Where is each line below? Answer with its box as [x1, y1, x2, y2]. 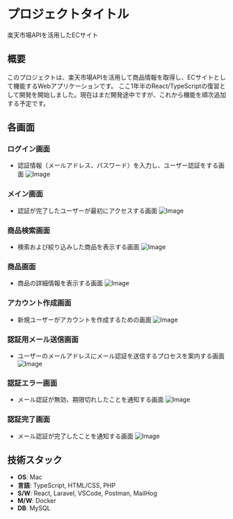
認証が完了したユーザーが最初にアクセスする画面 [17, 206, 158, 215]
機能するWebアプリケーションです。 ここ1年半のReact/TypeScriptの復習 [13, 82, 220, 90]
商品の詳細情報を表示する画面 [17, 279, 103, 287]
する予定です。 [7, 99, 50, 107]
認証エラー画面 [7, 378, 58, 388]
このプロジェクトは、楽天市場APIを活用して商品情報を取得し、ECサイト [7, 73, 214, 81]
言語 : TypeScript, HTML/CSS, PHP [17, 481, 116, 490]
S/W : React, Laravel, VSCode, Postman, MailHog [17, 489, 158, 497]
